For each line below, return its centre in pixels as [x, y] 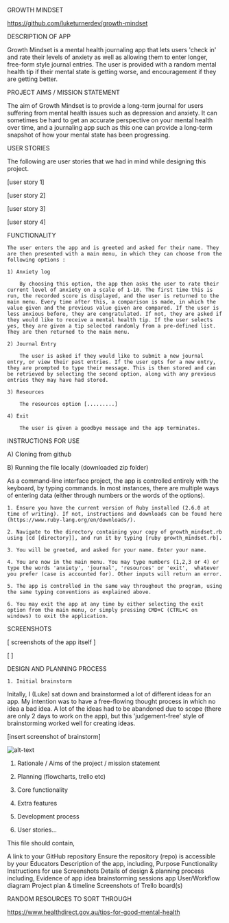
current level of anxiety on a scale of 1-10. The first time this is [110, 290]
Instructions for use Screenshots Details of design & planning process [106, 871]
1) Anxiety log [29, 272]
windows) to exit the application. [58, 616]
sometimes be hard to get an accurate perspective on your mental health [110, 120]
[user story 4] [26, 222]
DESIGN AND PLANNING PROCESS [57, 669]
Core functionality [43, 790]
